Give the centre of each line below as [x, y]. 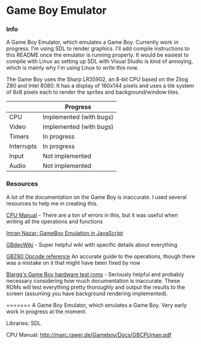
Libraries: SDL [24, 323]
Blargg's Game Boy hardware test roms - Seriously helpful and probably [95, 274]
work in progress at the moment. [46, 311]
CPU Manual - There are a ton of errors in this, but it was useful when [92, 215]
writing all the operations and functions [55, 221]
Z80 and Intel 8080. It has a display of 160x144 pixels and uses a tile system [100, 86]
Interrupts [23, 146]
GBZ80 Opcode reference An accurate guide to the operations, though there [101, 256]
